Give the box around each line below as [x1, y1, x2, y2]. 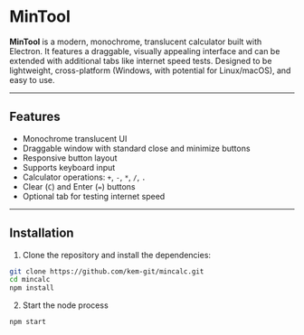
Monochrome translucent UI [22, 133, 128, 144]
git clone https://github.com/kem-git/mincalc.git [9, 266, 204, 276]
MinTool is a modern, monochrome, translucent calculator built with [9, 36, 262, 47]
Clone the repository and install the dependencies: [22, 249, 211, 260]
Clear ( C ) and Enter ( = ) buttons [22, 181, 136, 191]
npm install [9, 284, 54, 293]
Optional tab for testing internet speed [22, 191, 166, 201]
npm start [9, 318, 47, 327]
